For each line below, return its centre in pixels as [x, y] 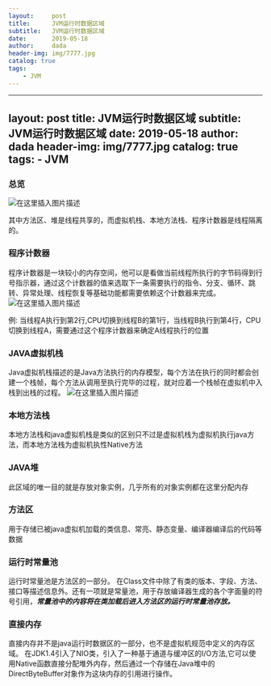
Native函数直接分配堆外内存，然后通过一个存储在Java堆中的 [115, 663]
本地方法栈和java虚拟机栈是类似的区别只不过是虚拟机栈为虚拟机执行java [128, 434]
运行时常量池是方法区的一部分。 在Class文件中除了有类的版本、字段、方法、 [135, 581]
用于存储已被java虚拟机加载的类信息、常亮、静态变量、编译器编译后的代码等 [135, 529]
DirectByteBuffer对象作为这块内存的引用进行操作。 [93, 674]
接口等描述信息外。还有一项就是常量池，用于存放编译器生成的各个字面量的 [132, 591]
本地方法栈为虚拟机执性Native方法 [86, 445]
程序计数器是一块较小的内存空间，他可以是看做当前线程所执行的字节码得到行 [135, 273]
